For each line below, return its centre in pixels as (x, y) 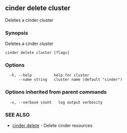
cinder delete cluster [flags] (37, 53)
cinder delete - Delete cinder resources (52, 125)
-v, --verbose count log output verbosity (56, 102)
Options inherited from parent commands (56, 92)
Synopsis (17, 33)
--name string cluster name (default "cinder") (70, 80)
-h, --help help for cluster (50, 75)
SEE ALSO (18, 115)
